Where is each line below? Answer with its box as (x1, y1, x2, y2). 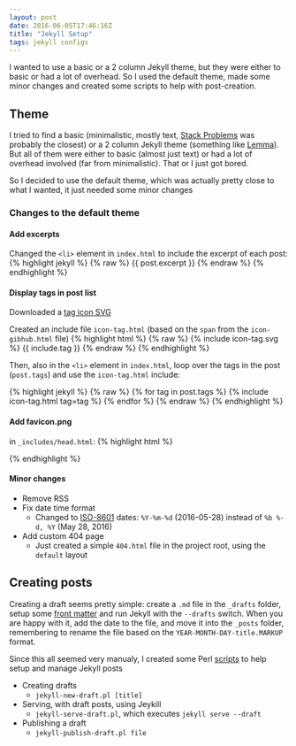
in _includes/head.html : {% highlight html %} (9, 435, 174, 447)
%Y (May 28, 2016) (47, 521, 113, 532)
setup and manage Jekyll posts (9, 663, 124, 673)
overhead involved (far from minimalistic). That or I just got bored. (9, 158, 249, 169)
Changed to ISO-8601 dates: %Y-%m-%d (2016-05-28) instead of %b (34, 511, 273, 522)
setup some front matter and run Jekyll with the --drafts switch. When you (9, 608, 284, 619)
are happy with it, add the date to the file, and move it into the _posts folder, (9, 617, 285, 628)
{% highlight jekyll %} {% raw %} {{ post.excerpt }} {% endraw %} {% (9, 258, 264, 268)
